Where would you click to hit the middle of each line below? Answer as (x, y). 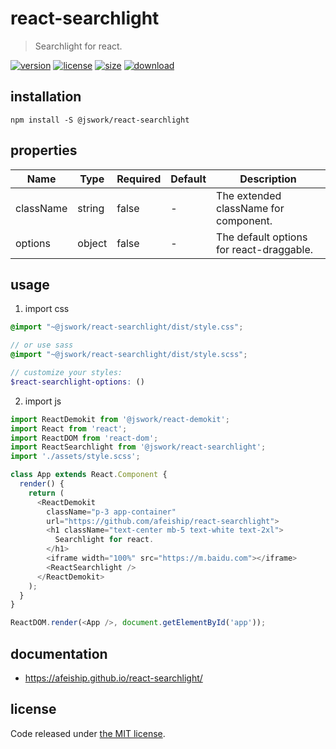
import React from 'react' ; (69, 428)
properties (44, 150)
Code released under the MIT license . (88, 733)
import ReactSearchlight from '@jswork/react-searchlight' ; (138, 447)
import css (47, 309)
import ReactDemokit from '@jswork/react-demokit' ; (120, 419)
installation (46, 97)
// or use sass (42, 345)
